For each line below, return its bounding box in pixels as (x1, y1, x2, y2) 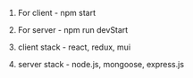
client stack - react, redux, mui (17, 42, 131, 52)
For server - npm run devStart (17, 25, 129, 35)
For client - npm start (17, 8, 96, 18)
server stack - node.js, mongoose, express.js (17, 59, 185, 69)
